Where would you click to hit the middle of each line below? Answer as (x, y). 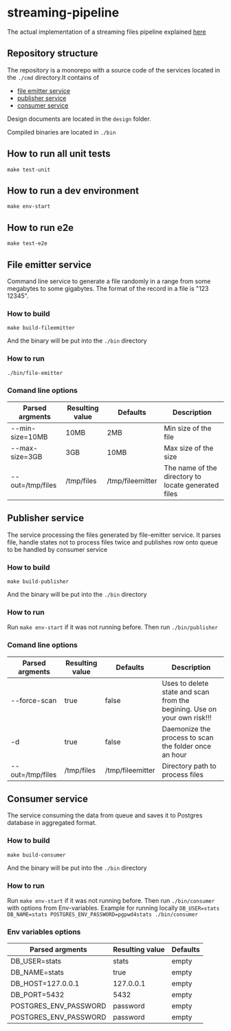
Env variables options (44, 932)
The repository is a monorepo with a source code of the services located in (113, 70)
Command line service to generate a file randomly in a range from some (109, 281)
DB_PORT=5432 (37, 995)
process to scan (188, 737)
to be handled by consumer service (57, 549)
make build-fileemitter (41, 328)
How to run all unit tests (59, 154)
